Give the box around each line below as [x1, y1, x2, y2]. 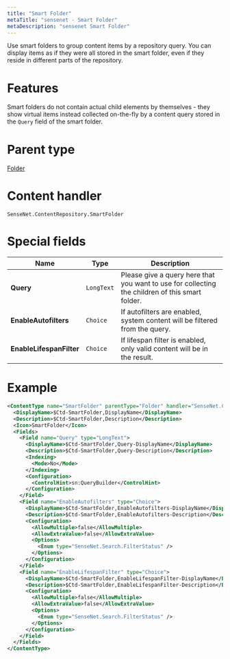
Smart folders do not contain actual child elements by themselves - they [7, 103, 210, 111]
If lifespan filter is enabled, [120, 336, 207, 345]
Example [7, 380, 57, 395]
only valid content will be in [120, 344, 209, 354]
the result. [120, 353, 153, 362]
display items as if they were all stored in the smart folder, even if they [7, 49, 205, 57]
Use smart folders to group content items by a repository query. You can [7, 42, 212, 50]
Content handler [7, 188, 102, 204]
